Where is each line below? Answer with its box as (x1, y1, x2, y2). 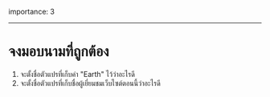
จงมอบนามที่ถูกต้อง (8, 42, 109, 61)
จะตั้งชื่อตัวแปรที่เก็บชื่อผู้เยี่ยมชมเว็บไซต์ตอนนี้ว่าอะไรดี (19, 78, 161, 87)
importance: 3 (8, 7, 55, 16)
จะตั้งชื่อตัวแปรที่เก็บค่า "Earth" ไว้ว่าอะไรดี (19, 69, 135, 79)
